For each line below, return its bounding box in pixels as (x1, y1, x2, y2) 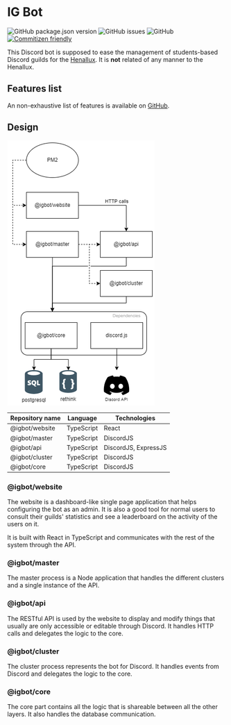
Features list (7, 83, 62, 94)
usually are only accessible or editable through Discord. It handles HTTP (7, 622, 214, 630)
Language (67, 414, 97, 422)
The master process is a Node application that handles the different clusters (7, 574, 225, 582)
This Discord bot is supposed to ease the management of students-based (7, 48, 219, 56)
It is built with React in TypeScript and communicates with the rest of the (7, 533, 215, 542)
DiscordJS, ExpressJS (103, 443, 167, 451)
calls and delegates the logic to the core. (7, 629, 123, 637)
